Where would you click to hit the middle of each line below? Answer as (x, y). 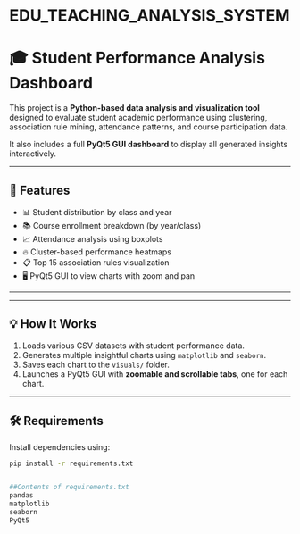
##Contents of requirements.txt (69, 488)
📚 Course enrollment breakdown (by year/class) (112, 225)
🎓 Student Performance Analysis (137, 58)
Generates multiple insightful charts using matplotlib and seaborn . (144, 355)
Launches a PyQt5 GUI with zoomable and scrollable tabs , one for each (155, 374)
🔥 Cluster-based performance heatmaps (97, 252)
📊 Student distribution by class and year (97, 212)
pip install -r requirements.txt (71, 463)
